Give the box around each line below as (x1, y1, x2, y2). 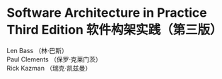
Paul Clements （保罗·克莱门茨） (6, 55, 102, 64)
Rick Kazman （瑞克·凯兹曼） (6, 64, 92, 72)
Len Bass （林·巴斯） (6, 46, 69, 55)
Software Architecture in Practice (6, 5, 207, 21)
